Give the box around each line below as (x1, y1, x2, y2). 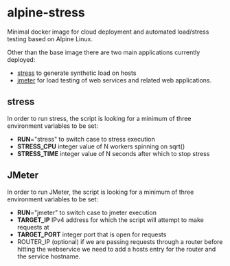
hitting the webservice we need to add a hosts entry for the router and (16, 245, 216, 253)
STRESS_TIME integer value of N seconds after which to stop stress (16, 149, 210, 157)
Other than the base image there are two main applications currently (7, 48, 200, 56)
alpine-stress (7, 5, 85, 21)
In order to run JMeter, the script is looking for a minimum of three (7, 188, 194, 196)
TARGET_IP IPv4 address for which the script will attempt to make (16, 215, 205, 224)
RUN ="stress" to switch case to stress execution (16, 135, 156, 143)
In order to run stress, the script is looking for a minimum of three (7, 114, 192, 122)
